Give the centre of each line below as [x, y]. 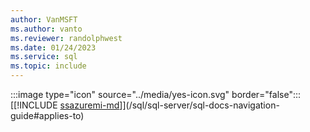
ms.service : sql [44, 57]
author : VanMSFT [44, 19]
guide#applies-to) [47, 115]
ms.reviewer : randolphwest [66, 38]
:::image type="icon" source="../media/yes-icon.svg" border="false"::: [156, 94]
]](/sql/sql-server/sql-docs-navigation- [199, 105]
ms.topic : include [48, 66]
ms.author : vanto [46, 29]
